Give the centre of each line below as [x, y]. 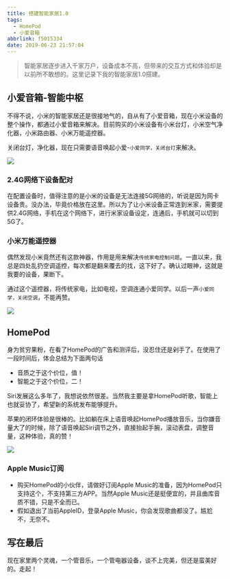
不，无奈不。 [35, 519]
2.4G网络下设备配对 [40, 180]
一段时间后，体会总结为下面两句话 [55, 358]
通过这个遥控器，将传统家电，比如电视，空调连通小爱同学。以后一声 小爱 [108, 289]
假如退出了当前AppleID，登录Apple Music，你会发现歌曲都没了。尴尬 [115, 510]
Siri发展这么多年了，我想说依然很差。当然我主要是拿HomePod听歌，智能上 [113, 396]
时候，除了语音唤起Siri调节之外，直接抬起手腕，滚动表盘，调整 [119, 428]
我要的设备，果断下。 [37, 274]
